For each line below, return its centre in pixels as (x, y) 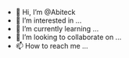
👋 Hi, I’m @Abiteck (45, 12)
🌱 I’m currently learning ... (57, 29)
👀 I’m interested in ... (48, 20)
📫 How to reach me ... (52, 46)
